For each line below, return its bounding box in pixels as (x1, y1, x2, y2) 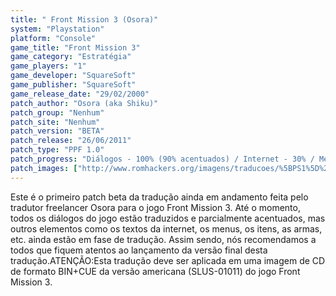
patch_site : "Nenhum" (10, 117, 101, 127)
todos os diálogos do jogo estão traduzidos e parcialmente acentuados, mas (10, 212, 326, 224)
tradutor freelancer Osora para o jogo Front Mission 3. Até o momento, (10, 201, 301, 213)
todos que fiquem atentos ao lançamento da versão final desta (10, 244, 268, 256)
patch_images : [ (10, 163, 78, 173)
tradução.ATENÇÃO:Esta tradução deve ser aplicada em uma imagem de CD (10, 254, 326, 266)
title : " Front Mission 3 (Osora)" (10, 14, 159, 25)
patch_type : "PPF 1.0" (10, 145, 105, 155)
